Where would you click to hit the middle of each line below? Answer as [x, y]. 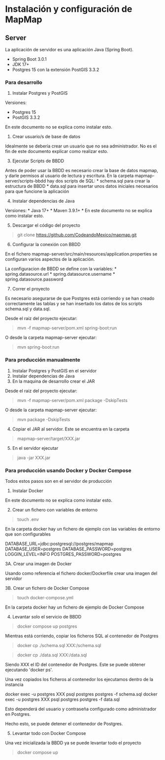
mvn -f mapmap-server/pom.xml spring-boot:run [67, 328]
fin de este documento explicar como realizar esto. [57, 151]
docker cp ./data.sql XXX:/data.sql [52, 655]
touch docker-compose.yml [45, 597]
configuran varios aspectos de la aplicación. [50, 259]
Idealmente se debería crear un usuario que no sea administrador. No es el [81, 146]
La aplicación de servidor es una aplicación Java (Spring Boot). [69, 50]
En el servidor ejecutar [35, 448]
